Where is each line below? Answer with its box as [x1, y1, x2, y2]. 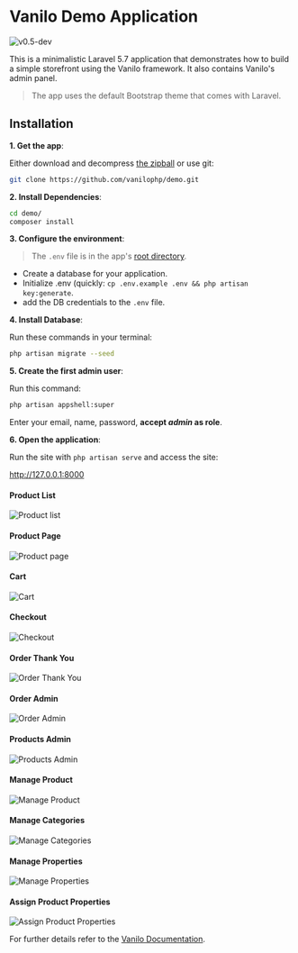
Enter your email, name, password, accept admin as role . [9, 417, 222, 428]
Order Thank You [9, 652, 75, 663]
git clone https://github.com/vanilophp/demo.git [9, 175, 200, 184]
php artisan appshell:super [9, 401, 115, 410]
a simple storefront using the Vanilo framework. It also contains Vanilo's [9, 63, 275, 74]
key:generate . [22, 287, 74, 298]
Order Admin [9, 693, 59, 703]
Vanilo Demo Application [9, 6, 199, 27]
